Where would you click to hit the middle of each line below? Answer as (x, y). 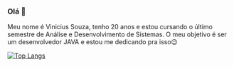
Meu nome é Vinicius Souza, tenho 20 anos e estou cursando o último (110, 27)
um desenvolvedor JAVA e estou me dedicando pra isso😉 (92, 42)
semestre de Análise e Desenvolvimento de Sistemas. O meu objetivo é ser (117, 34)
